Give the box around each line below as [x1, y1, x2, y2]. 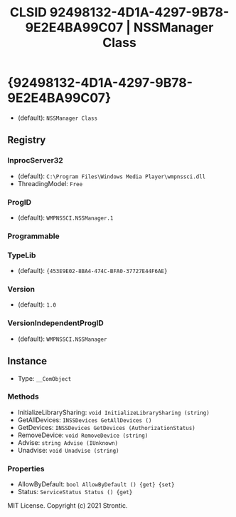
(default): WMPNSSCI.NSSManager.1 [17, 213, 114, 222]
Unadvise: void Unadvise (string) [17, 446, 119, 454]
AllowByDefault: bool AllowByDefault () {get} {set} [17, 480, 175, 488]
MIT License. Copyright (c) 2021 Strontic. [7, 501, 128, 510]
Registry [7, 134, 46, 146]
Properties [7, 464, 45, 474]
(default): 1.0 [17, 300, 57, 309]
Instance [7, 355, 48, 367]
